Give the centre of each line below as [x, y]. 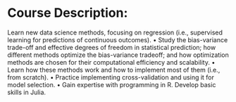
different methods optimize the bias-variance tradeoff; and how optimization [118, 55]
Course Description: [68, 13]
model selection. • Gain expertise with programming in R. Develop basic [112, 84]
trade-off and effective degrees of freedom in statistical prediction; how [112, 47]
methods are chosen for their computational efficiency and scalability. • [111, 62]
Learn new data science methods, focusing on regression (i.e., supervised [115, 32]
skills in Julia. [27, 92]
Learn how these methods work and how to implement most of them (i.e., [114, 70]
